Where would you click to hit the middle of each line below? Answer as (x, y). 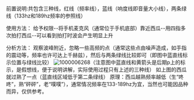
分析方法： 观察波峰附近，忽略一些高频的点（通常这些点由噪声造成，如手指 (96, 48)
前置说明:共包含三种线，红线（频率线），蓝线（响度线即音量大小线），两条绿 (96, 8)
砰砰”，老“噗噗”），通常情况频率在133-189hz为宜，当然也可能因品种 (107, 84)
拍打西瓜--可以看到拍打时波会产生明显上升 (62, 35)
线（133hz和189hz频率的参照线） (46, 16)
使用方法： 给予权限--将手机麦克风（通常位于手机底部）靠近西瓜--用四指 (93, 28)
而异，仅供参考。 (27, 91)
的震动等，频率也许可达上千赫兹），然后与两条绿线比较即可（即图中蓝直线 (94, 55)
